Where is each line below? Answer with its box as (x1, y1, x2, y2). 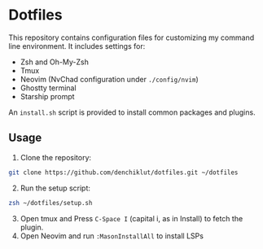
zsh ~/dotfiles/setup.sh (8, 199, 93, 207)
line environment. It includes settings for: (8, 41, 146, 50)
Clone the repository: (20, 152, 92, 162)
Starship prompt (20, 91, 75, 101)
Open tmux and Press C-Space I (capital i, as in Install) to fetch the (20, 213, 243, 223)
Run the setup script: (20, 183, 91, 193)
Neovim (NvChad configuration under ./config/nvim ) (20, 74, 199, 84)
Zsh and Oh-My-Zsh (20, 57, 90, 67)
